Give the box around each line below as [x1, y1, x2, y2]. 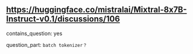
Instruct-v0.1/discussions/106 [6, 14, 121, 24]
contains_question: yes [6, 30, 62, 37]
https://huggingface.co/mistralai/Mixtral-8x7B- [6, 5, 187, 15]
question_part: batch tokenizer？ [6, 41, 87, 48]
